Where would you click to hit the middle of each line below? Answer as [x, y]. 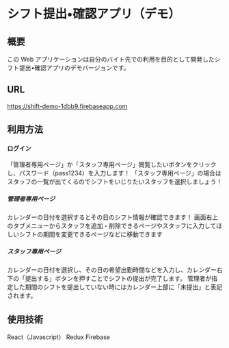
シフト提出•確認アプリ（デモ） [94, 14]
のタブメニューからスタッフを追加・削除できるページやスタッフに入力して [112, 226]
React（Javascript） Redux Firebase [59, 337]
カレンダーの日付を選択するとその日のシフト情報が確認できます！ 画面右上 [113, 217]
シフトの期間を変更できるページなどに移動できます [91, 234]
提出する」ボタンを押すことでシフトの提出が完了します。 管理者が [118, 279]
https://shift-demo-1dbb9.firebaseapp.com [67, 106]
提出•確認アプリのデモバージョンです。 [74, 68]
